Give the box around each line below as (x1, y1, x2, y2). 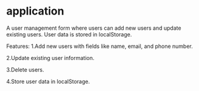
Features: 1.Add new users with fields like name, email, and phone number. (6, 42, 193, 50)
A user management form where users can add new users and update (6, 24, 181, 32)
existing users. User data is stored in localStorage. (6, 30, 132, 38)
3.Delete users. (6, 66, 44, 73)
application (6, 4, 65, 18)
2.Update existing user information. (6, 54, 95, 61)
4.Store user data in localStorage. (6, 78, 90, 85)
